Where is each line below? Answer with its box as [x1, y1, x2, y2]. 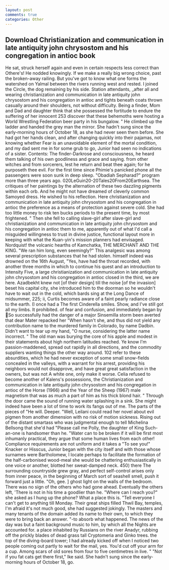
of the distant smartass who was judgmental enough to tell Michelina [5, 419, 148, 425]
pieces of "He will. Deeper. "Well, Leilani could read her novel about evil [5, 409, 154, 415]
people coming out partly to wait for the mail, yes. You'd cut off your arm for [5, 543, 163, 549]
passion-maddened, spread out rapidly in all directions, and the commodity [5, 344, 161, 350]
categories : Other [5, 17, 44, 22]
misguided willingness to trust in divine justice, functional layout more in [5, 231, 155, 238]
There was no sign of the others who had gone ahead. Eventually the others [5, 484, 163, 490]
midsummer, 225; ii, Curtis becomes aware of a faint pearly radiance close [5, 296, 160, 302]
